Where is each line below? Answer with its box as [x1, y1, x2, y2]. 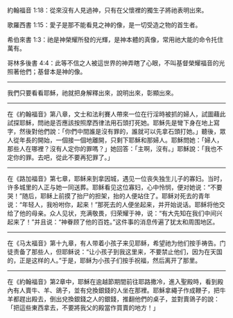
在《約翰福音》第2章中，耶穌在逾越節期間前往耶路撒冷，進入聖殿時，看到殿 [7, 278, 224, 285]
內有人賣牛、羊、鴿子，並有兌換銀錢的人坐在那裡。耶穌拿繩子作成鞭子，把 [7, 286, 220, 294]
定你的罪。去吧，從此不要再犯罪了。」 [7, 153, 114, 161]
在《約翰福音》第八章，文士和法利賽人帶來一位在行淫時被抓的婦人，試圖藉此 [7, 110, 226, 118]
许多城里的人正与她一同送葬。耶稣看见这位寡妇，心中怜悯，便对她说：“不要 [7, 183, 223, 191]
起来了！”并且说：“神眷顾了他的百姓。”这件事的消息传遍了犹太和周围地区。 [7, 218, 219, 226]
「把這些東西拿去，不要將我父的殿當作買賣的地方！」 [7, 303, 159, 312]
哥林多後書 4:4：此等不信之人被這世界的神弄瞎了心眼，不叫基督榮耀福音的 [7, 59, 220, 67]
